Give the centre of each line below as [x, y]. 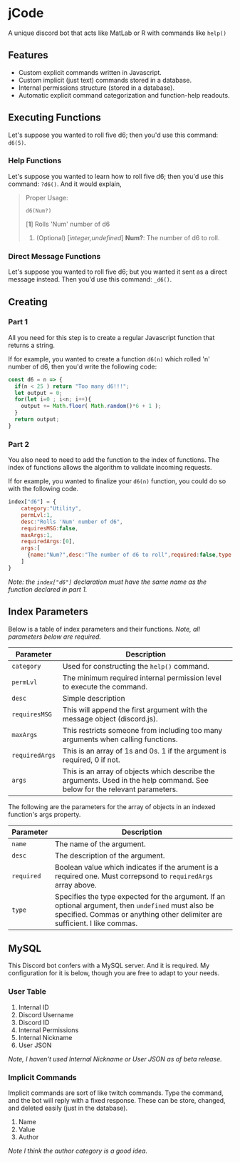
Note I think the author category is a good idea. [78, 1151]
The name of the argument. [100, 844]
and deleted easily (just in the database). [68, 1108]
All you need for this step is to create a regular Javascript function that [111, 337]
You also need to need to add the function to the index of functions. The [114, 460]
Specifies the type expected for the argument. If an [140, 896]
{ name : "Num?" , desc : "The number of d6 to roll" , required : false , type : [131, 555]
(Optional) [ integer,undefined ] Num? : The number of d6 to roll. [128, 237]
